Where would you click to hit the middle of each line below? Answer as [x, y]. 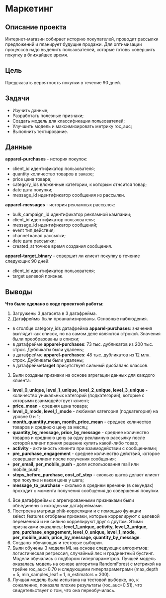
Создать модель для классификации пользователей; [69, 121]
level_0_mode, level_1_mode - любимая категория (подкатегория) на [85, 411]
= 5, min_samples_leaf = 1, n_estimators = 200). [61, 575]
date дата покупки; [32, 190]
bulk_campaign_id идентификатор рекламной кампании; [72, 214]
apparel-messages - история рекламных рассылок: [60, 205]
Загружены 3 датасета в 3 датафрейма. [54, 313]
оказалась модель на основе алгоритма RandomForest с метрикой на [87, 564]
